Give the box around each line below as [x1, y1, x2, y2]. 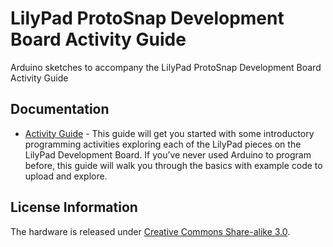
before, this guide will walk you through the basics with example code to [24, 159, 323, 171]
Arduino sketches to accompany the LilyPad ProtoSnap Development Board [10, 61, 322, 73]
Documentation [10, 101, 110, 118]
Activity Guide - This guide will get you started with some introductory [24, 127, 315, 139]
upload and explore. [24, 170, 108, 182]
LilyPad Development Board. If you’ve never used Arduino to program [24, 148, 312, 161]
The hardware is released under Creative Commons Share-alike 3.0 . [10, 225, 291, 237]
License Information [10, 199, 138, 216]
